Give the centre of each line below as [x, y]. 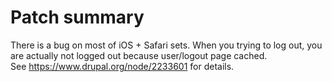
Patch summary [77, 17]
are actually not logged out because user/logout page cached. [139, 55]
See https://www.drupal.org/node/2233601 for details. [122, 66]
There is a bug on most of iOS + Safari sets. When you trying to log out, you [166, 45]
